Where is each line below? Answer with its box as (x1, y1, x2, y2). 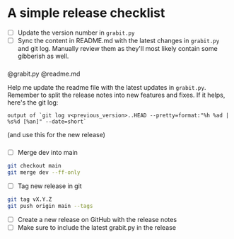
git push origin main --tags (7, 202, 93, 209)
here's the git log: (7, 98, 59, 107)
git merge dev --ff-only (7, 168, 81, 176)
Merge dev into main (17, 148, 78, 156)
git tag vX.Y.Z (7, 196, 52, 203)
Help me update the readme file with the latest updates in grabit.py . (7, 83, 206, 91)
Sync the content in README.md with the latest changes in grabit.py (17, 37, 220, 45)
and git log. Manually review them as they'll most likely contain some (17, 45, 218, 53)
